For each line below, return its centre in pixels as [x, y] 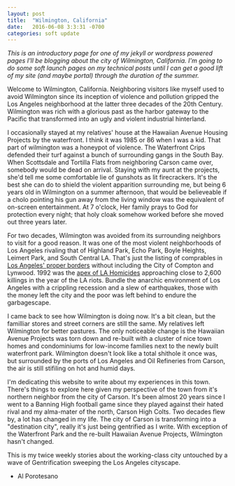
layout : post [26, 14]
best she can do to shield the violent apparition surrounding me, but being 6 [117, 185]
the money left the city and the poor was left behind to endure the [102, 295]
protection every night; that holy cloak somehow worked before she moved [115, 215]
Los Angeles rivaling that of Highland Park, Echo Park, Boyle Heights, [107, 250]
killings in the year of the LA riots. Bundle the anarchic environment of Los [114, 281]
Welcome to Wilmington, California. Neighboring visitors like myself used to [116, 89]
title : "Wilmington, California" [58, 20]
